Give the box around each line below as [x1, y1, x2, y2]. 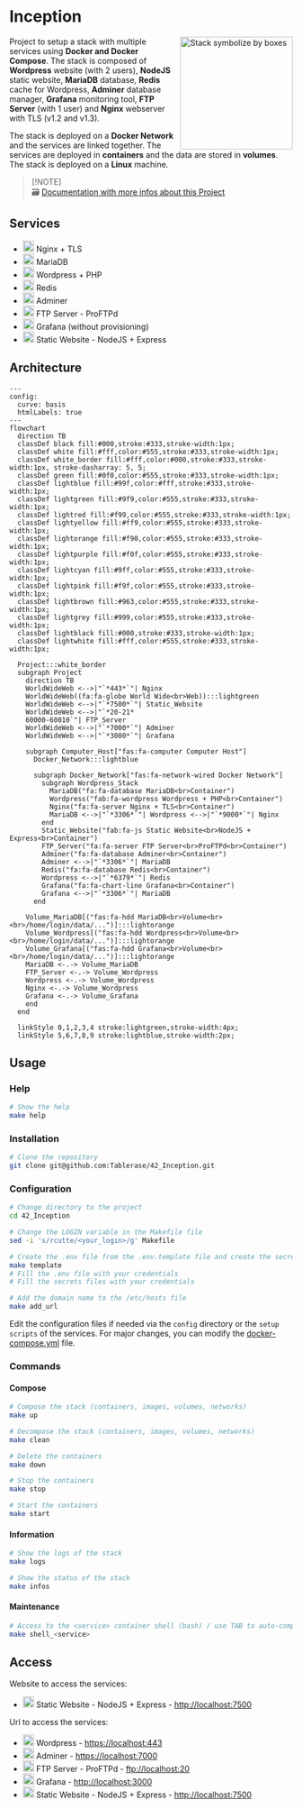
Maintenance [9, 1602, 60, 1613]
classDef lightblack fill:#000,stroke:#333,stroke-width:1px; [17, 628, 255, 637]
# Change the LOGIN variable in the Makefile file [9, 1228, 203, 1237]
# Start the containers [9, 1501, 99, 1511]
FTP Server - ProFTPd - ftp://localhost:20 [35, 1764, 191, 1775]
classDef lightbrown [17, 597, 94, 606]
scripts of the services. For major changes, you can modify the [9, 1328, 245, 1339]
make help [9, 1111, 47, 1120]
